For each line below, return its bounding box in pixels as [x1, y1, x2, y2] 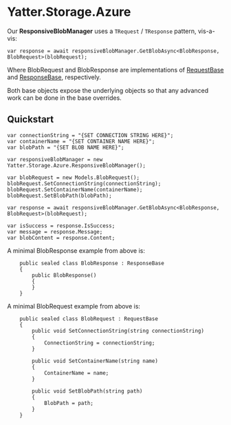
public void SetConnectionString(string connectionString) [32, 327, 205, 334]
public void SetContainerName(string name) [32, 357, 158, 364]
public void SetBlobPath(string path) [32, 387, 143, 395]
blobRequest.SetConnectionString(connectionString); [7, 180, 162, 187]
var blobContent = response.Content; [7, 234, 115, 241]
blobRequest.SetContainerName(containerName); [7, 186, 143, 193]
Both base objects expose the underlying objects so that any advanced [7, 86, 209, 94]
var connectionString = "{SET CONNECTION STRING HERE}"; [7, 132, 174, 138]
